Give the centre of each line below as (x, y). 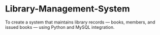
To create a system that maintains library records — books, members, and (80, 22)
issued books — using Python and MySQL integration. (60, 27)
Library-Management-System (68, 9)
